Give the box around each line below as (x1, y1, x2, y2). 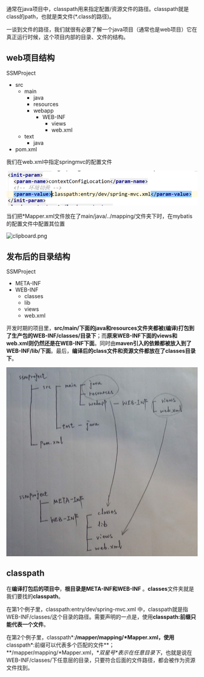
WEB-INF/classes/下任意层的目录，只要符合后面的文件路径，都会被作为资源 (6, 656, 196, 664)
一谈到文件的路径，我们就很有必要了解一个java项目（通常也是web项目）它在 (6, 26, 197, 33)
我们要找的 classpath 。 (6, 593, 64, 600)
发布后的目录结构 (6, 251, 70, 262)
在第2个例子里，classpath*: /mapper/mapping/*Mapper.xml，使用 (6, 633, 175, 641)
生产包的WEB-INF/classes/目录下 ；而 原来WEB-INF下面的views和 (11, 332, 178, 339)
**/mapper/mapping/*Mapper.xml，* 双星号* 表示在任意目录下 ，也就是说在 (6, 648, 192, 656)
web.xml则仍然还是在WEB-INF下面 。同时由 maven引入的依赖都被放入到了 (6, 339, 192, 347)
